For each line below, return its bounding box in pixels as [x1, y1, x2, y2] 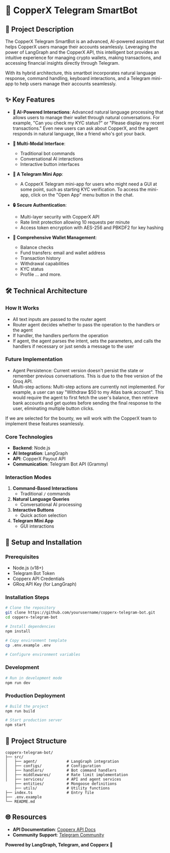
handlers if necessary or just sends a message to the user [12, 343, 134, 349]
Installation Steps [5, 594, 50, 600]
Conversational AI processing [20, 502, 82, 508]
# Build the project [5, 704, 49, 709]
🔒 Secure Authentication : [12, 202, 67, 208]
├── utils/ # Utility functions [14, 786, 110, 791]
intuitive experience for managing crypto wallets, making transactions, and [5, 54, 161, 61]
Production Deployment [5, 692, 65, 699]
